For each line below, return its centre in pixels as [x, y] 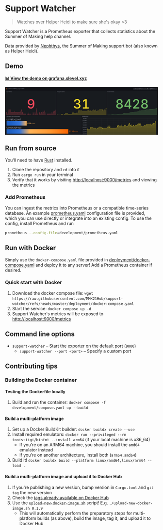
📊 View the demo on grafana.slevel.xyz [46, 78]
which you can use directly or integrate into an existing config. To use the [78, 218]
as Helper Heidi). [22, 51]
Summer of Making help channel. [38, 36]
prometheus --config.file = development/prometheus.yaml [62, 233]
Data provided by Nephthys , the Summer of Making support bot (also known [81, 46]
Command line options [40, 334]
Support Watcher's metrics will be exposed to [57, 314]
